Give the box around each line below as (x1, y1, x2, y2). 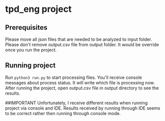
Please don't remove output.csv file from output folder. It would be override (5, 42, 160, 48)
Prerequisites (5, 23, 48, 32)
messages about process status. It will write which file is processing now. (5, 79, 155, 85)
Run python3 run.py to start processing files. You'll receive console (5, 74, 142, 80)
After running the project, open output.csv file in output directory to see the (5, 85, 159, 91)
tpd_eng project (5, 3, 72, 15)
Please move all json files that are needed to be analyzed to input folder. (5, 36, 153, 42)
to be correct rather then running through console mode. (5, 110, 121, 116)
